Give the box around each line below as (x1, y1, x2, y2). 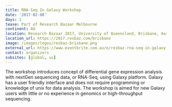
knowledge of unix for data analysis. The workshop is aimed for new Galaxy (5, 85, 165, 91)
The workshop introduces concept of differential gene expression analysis (5, 69, 162, 75)
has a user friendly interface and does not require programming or (5, 79, 145, 86)
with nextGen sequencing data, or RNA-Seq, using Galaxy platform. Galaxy (5, 74, 163, 81)
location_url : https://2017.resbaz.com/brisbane (5, 36, 111, 41)
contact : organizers (5, 50, 50, 55)
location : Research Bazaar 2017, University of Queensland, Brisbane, (5, 31, 159, 36)
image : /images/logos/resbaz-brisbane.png (5, 41, 97, 46)
